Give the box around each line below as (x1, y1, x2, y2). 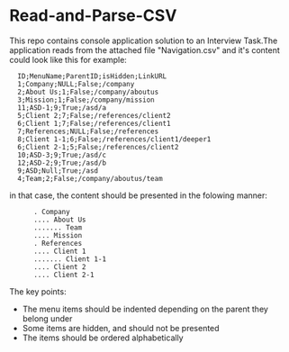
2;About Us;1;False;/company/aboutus (17, 87, 159, 96)
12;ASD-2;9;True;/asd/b (17, 158, 106, 167)
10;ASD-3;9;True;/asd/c (17, 150, 106, 159)
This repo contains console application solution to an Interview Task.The (9, 35, 278, 46)
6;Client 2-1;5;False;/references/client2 (17, 142, 179, 151)
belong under (22, 312, 73, 324)
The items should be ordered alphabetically (22, 332, 184, 343)
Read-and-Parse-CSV (9, 5, 177, 26)
